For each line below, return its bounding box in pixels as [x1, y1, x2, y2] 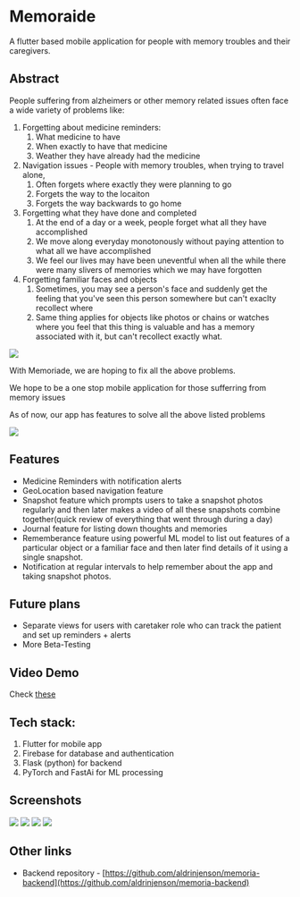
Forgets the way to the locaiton [35, 188, 150, 199]
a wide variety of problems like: [9, 105, 125, 115]
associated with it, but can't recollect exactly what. [35, 331, 223, 342]
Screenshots [9, 793, 82, 808]
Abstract [9, 72, 60, 87]
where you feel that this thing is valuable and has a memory [35, 321, 255, 332]
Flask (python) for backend [21, 757, 122, 768]
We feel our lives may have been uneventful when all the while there [35, 255, 287, 266]
